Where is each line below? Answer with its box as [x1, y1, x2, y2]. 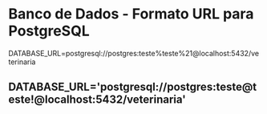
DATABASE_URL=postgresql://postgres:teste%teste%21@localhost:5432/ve [8, 48, 259, 58]
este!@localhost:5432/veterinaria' [8, 93, 186, 107]
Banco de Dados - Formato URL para [8, 5, 254, 23]
